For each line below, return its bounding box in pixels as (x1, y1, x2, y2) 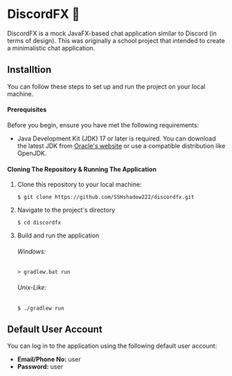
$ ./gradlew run (17, 305, 64, 312)
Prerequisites (7, 105, 47, 114)
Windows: (17, 247, 46, 256)
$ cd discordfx (17, 220, 62, 226)
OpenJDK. (17, 149, 47, 157)
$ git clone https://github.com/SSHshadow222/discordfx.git (17, 194, 195, 201)
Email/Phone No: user (17, 355, 81, 364)
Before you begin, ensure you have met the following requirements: (7, 120, 199, 129)
